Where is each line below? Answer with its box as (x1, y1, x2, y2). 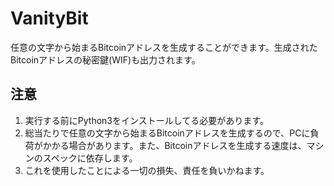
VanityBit (10, 7, 89, 30)
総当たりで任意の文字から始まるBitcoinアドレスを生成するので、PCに (24, 127, 311, 139)
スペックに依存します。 (42, 152, 138, 164)
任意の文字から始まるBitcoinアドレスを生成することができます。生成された (10, 41, 318, 53)
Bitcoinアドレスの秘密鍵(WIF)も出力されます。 (10, 53, 201, 66)
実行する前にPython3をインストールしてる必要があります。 (24, 114, 269, 126)
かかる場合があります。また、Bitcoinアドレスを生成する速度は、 (42, 139, 307, 151)
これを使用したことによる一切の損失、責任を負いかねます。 (24, 164, 270, 176)
